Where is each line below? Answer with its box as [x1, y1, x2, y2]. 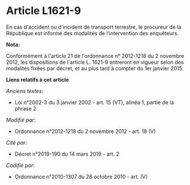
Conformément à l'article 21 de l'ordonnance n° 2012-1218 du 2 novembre [6, 52, 185, 59]
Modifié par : [6, 116, 36, 124]
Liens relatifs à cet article [6, 76, 69, 83]
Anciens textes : [6, 87, 44, 94]
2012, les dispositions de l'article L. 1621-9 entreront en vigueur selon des [6, 59, 184, 66]
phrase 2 [14, 105, 36, 112]
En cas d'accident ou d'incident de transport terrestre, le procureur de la [6, 23, 182, 30]
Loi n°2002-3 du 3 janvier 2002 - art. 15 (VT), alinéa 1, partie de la [14, 98, 174, 106]
